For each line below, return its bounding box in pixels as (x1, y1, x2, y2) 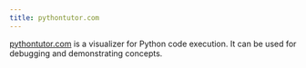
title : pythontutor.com (9, 13, 100, 23)
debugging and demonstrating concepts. (9, 47, 163, 59)
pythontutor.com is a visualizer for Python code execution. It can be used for (9, 38, 297, 49)
